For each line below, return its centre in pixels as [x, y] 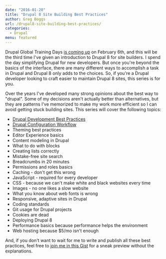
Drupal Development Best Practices [49, 119]
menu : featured [21, 38]
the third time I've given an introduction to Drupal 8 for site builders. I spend [83, 57]
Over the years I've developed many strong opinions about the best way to [82, 93]
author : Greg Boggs [25, 19]
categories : [17, 28]
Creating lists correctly [36, 151]
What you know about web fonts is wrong [55, 193]
